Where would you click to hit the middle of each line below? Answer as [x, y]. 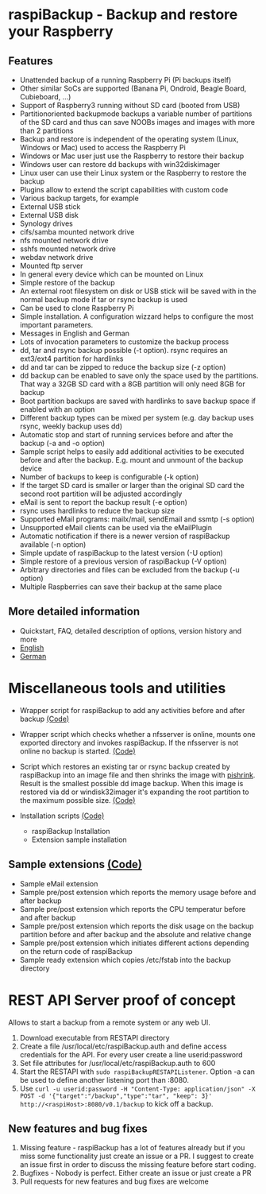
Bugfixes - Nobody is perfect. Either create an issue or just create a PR [135, 1173]
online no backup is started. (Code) [78, 751]
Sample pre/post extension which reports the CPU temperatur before [133, 909]
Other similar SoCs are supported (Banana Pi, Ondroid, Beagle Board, [133, 88]
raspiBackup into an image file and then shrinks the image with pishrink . [137, 775]
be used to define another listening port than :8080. [104, 1080]
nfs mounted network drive [64, 240]
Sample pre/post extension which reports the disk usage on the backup [137, 926]
